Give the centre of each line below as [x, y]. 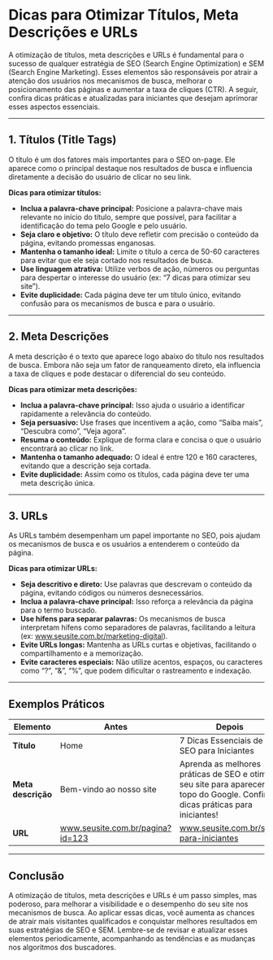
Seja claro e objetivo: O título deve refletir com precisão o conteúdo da [139, 234]
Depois [230, 727]
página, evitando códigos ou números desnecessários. [112, 593]
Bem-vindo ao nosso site [108, 789]
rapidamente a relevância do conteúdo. [86, 413]
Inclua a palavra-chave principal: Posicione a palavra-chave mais [131, 208]
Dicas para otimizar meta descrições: [73, 389]
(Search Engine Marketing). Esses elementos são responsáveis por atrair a [133, 72]
